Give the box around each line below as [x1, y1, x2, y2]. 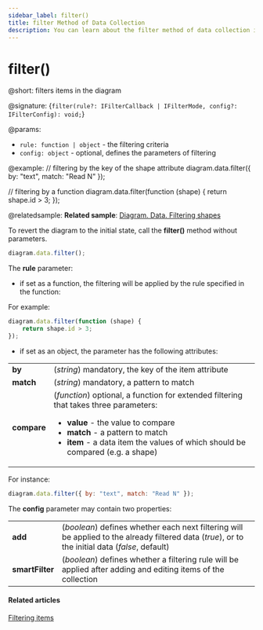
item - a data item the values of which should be [67, 437, 247, 448]
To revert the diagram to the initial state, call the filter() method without [8, 225, 237, 236]
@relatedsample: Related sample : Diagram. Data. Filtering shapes [8, 211, 222, 220]
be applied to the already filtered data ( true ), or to [61, 531, 244, 542]
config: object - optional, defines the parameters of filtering [19, 148, 217, 158]
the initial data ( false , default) [61, 541, 170, 552]
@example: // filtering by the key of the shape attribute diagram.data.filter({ [8, 163, 251, 173]
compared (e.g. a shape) [67, 446, 158, 457]
